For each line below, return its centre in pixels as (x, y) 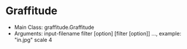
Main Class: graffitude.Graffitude (54, 27)
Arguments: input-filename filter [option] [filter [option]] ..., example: (98, 33)
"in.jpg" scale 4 (33, 40)
